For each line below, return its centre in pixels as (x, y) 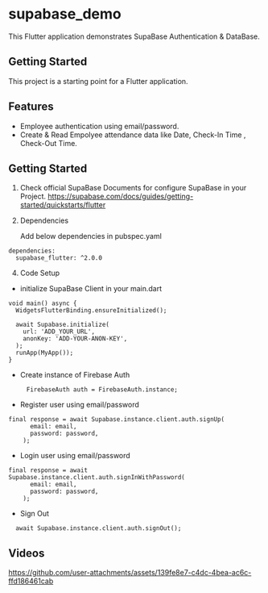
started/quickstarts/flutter (63, 205)
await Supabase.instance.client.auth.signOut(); (99, 528)
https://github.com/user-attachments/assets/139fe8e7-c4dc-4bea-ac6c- (130, 573)
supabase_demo (65, 14)
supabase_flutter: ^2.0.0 (59, 258)
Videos (27, 553)
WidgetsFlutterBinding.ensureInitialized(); (91, 311)
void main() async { (43, 303)
